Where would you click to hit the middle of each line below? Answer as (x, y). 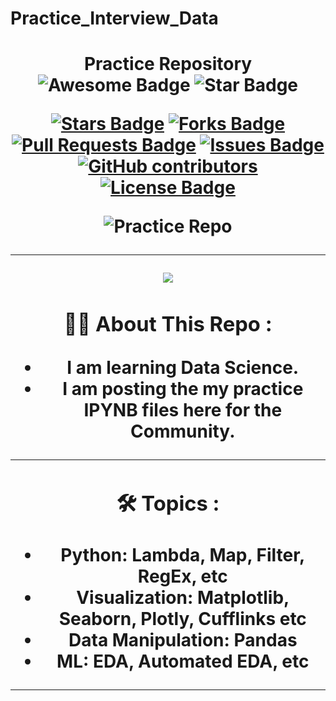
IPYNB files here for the (183, 409)
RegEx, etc (182, 576)
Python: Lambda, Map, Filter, (183, 554)
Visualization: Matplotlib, (183, 597)
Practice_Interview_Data (114, 18)
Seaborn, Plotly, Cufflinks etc (182, 618)
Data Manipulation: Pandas (183, 639)
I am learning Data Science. (183, 367)
